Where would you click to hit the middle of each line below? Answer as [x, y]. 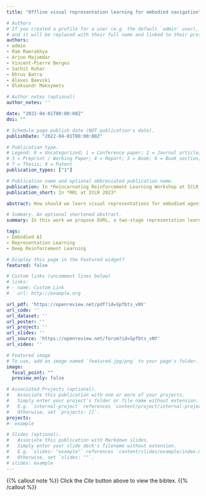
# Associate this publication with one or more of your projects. [96, 395]
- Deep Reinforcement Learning [46, 248]
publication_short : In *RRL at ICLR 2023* [61, 193]
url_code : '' [23, 310]
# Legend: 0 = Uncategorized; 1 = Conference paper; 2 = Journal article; [104, 153]
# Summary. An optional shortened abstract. [64, 215]
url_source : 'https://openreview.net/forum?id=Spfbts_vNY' [83, 339]
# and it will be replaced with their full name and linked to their [97, 34]
